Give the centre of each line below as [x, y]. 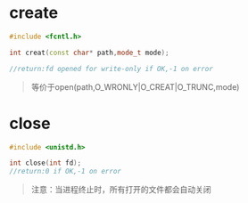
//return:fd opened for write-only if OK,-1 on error [112, 69]
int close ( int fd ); [45, 163]
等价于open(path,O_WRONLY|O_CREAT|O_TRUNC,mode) [135, 86]
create [34, 13]
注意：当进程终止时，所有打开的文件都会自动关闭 [121, 190]
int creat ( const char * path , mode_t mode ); [89, 53]
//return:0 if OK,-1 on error [66, 172]
